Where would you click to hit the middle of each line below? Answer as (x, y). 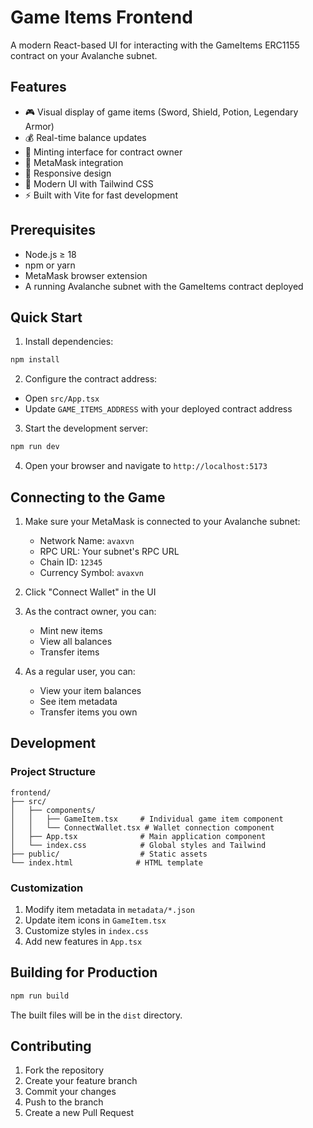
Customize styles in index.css (86, 930)
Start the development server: (86, 428)
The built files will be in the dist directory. (96, 1015)
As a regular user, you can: (80, 671)
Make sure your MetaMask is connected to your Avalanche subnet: (162, 521)
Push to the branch (64, 1102)
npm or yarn (50, 265)
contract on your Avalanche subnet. (84, 55)
